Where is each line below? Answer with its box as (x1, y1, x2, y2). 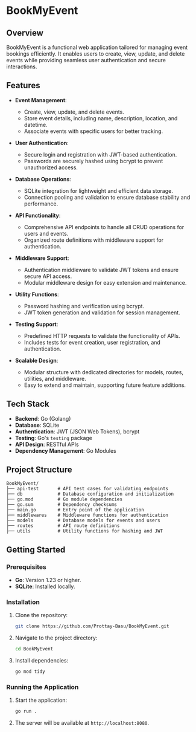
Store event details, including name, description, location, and (24, 114, 178, 121)
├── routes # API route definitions (6, 523, 120, 529)
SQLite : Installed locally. (14, 583, 75, 590)
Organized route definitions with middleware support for (24, 236, 164, 244)
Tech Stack (6, 399, 49, 409)
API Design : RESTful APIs (14, 441, 80, 448)
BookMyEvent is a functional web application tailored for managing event (6, 44, 188, 51)
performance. (24, 200, 58, 207)
